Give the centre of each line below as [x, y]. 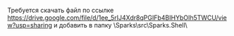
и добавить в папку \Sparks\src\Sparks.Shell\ [121, 25]
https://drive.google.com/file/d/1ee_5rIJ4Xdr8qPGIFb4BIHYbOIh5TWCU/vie [117, 18]
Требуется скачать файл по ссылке [61, 10]
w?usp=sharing [30, 25]
